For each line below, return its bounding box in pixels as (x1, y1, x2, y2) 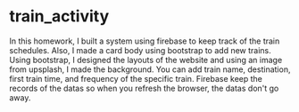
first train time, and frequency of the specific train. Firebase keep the (9, 73, 263, 84)
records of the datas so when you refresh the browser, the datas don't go (9, 83, 279, 93)
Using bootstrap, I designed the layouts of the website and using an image (9, 54, 283, 65)
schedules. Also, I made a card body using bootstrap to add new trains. (9, 44, 272, 55)
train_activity (9, 6, 110, 27)
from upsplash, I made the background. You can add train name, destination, (9, 64, 291, 75)
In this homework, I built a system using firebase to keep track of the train (9, 36, 280, 46)
